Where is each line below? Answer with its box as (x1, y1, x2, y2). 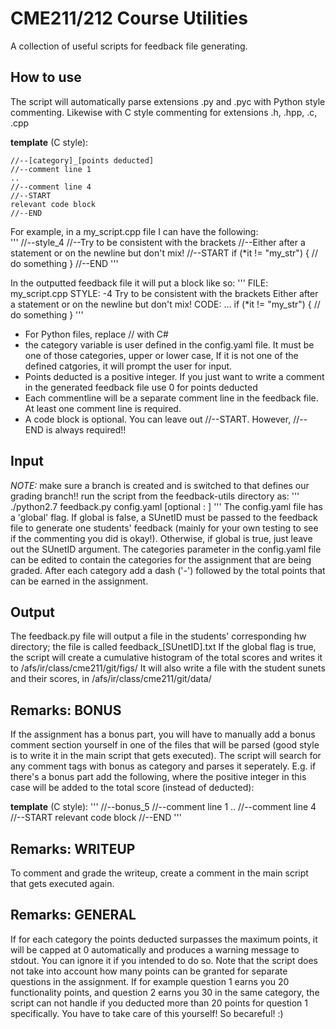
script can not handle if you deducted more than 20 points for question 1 (10, 997, 309, 1009)
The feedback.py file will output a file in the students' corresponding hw (10, 630, 307, 642)
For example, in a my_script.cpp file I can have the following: (10, 225, 259, 237)
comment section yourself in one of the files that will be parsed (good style (10, 739, 320, 751)
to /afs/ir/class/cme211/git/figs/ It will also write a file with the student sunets (10, 662, 326, 674)
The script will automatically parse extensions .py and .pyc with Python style (10, 95, 326, 107)
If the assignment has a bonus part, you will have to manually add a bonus (10, 728, 316, 741)
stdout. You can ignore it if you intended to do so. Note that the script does (10, 954, 318, 966)
